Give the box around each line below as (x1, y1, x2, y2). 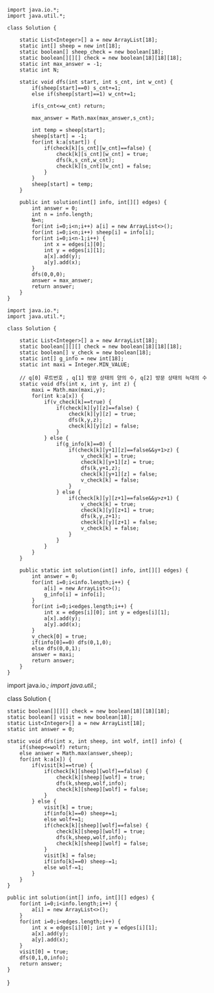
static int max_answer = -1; (19, 60, 103, 67)
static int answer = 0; (7, 726, 75, 733)
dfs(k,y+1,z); (80, 465, 121, 471)
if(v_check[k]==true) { (43, 399, 112, 405)
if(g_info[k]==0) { (56, 440, 112, 447)
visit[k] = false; (43, 852, 97, 859)
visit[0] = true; (19, 948, 69, 955)
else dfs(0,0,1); (32, 645, 81, 652)
